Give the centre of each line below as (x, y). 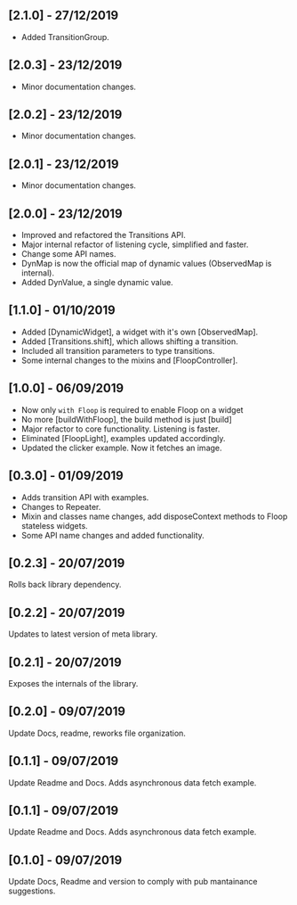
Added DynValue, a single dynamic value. (97, 283)
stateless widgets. (54, 525)
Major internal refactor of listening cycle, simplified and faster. (135, 244)
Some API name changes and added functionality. (113, 535)
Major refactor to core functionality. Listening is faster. (120, 429)
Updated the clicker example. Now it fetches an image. (122, 448)
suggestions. (32, 891)
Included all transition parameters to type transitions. (118, 350)
